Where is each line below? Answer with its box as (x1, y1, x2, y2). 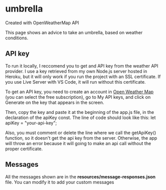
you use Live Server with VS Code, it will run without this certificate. (5, 79, 146, 85)
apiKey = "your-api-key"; (5, 119, 57, 126)
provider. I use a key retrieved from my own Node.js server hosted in (5, 68, 147, 74)
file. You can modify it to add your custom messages (5, 179, 114, 185)
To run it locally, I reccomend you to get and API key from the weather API (5, 62, 158, 69)
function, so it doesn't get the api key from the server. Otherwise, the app (5, 135, 157, 141)
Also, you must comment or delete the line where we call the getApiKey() (5, 130, 156, 136)
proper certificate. (5, 146, 43, 152)
